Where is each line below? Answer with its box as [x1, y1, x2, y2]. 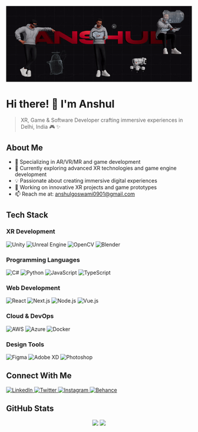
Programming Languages [6, 255, 81, 264]
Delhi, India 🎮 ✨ [20, 124, 61, 131]
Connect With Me [6, 371, 72, 381]
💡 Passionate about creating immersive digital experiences [14, 177, 157, 184]
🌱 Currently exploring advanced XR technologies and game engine [14, 165, 177, 172]
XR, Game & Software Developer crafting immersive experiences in [20, 116, 183, 124]
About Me [6, 142, 43, 152]
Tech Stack [6, 210, 48, 220]
